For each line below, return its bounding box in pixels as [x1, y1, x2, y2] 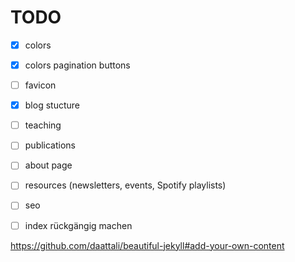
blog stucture [24, 99, 80, 111]
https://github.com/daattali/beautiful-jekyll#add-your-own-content [10, 239, 285, 251]
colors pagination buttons [24, 59, 131, 71]
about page [24, 159, 73, 171]
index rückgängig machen [24, 219, 133, 231]
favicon [24, 79, 57, 91]
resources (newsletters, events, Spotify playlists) [24, 179, 227, 191]
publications [24, 139, 77, 151]
